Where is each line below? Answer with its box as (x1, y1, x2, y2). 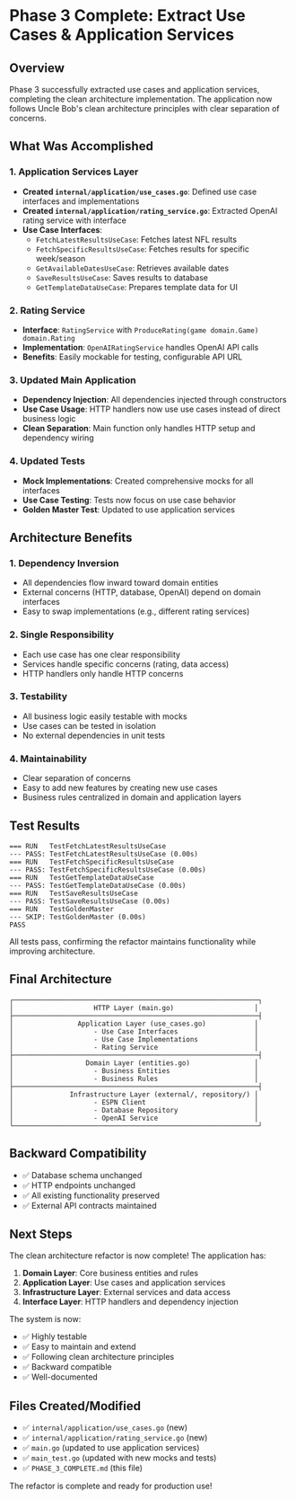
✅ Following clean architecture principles (22, 1352, 175, 1362)
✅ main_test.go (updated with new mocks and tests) (22, 1452, 217, 1463)
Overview (9, 60, 65, 75)
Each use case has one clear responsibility (22, 649, 181, 660)
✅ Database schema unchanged (22, 1169, 143, 1180)
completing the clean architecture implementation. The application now (9, 93, 273, 104)
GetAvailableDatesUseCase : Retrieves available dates (35, 262, 230, 273)
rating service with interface (22, 215, 127, 226)
